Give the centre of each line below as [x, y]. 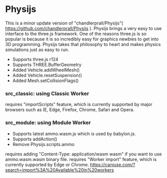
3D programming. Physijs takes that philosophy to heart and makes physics [83, 44]
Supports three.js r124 [35, 59]
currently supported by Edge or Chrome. [47, 164]
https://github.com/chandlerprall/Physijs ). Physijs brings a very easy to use [83, 28]
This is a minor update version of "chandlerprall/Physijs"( [64, 23]
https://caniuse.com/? [113, 164]
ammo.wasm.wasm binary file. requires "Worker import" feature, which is [81, 159]
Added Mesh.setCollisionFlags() [45, 80]
